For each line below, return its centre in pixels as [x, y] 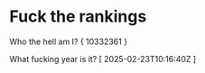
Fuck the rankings [78, 17]
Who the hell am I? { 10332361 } [69, 41]
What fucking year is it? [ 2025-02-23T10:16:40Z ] [103, 59]
